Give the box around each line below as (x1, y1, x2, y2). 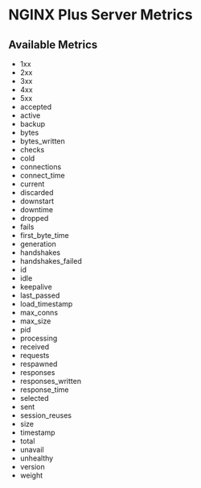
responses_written (19, 377, 82, 386)
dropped (19, 214, 49, 223)
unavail (19, 445, 44, 454)
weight (19, 470, 43, 480)
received (19, 342, 50, 352)
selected (19, 394, 50, 402)
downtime (19, 205, 54, 215)
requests (19, 351, 50, 360)
